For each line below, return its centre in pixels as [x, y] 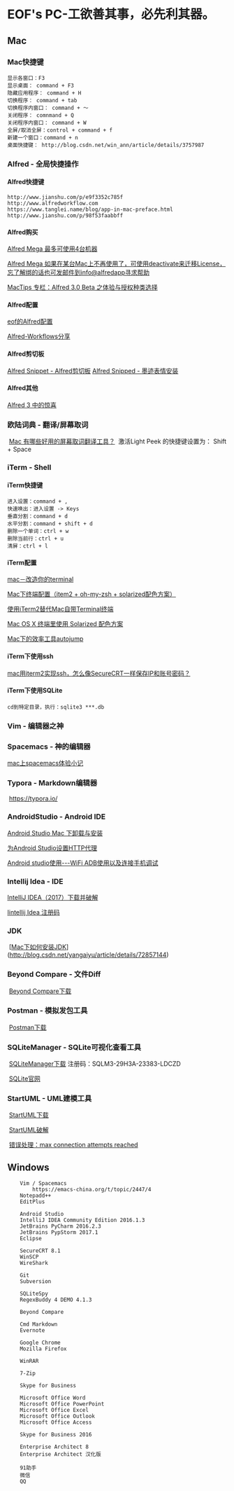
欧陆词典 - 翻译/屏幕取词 [48, 424]
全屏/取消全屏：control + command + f [60, 130]
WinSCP [29, 1257]
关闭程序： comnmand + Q [41, 115]
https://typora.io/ [33, 798]
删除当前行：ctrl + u [36, 539]
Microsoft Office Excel [54, 1410]
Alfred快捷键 [26, 182]
